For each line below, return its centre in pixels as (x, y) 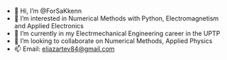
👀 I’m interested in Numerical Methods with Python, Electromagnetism (116, 18)
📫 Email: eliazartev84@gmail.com (64, 49)
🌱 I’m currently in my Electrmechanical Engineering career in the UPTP (117, 33)
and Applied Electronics (49, 26)
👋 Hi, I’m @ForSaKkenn (48, 11)
